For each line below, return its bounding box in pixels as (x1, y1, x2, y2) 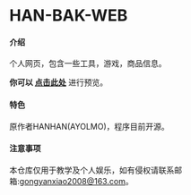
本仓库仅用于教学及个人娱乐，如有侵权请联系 (9, 165, 175, 175)
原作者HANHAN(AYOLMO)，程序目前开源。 (9, 121, 170, 131)
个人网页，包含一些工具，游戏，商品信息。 (9, 58, 167, 69)
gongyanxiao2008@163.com (19, 175, 126, 186)
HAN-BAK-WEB (9, 5, 128, 26)
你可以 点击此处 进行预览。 (9, 77, 109, 88)
